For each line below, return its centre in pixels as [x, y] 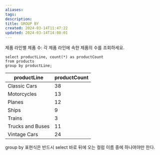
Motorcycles [22, 94]
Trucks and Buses [29, 126]
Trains [15, 118]
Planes [16, 102]
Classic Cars [22, 86]
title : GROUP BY [22, 24]
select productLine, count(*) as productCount [54, 57]
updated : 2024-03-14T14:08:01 [37, 33]
